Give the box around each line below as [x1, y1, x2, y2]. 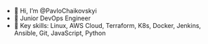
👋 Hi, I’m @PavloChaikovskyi [13, 7, 97, 15]
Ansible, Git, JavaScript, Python [13, 29, 106, 37]
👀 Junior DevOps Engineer [13, 14, 91, 22]
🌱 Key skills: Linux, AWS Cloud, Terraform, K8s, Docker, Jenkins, [13, 22, 202, 29]
